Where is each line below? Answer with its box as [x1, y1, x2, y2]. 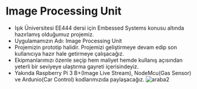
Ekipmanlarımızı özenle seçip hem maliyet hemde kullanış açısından [14, 56, 182, 64]
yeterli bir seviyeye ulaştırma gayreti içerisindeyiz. [14, 62, 139, 70]
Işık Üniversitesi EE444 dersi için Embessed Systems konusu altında [14, 24, 185, 31]
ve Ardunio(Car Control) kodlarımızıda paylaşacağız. [14, 76, 144, 83]
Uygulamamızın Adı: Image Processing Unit [14, 37, 122, 44]
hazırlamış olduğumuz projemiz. [14, 30, 94, 38]
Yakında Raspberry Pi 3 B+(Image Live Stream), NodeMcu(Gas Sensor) [14, 69, 192, 76]
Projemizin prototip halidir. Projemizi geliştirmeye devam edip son [14, 44, 178, 51]
